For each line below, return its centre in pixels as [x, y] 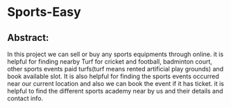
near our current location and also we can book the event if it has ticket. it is [115, 83]
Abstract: [28, 38]
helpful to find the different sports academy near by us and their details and [115, 91]
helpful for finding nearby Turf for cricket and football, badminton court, [110, 62]
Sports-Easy [44, 12]
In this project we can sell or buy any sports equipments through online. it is [115, 54]
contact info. [25, 98]
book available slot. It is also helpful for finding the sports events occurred [113, 76]
